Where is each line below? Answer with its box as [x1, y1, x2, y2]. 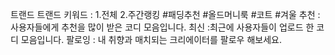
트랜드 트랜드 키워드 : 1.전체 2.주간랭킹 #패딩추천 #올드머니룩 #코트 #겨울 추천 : [10, 9, 321, 20]
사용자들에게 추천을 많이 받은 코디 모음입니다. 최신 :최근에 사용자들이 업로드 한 [10, 21, 315, 33]
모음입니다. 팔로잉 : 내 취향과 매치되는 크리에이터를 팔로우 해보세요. [20, 34, 282, 45]
